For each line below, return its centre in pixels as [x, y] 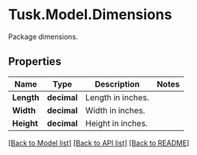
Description [117, 83]
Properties [35, 62]
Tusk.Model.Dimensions [90, 15]
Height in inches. [117, 123]
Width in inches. [116, 110]
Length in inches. [117, 97]
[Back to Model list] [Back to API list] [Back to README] [99, 143]
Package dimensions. [43, 37]
